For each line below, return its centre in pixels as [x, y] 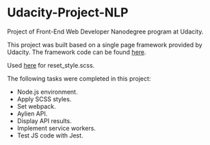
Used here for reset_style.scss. [51, 65]
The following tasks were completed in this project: [79, 78]
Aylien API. [32, 114]
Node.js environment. [47, 92]
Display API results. [44, 120]
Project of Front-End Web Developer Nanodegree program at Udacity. [105, 31]
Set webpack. [36, 106]
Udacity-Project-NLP [68, 13]
